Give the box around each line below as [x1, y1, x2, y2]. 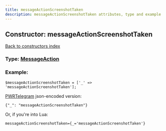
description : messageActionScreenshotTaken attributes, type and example [5, 12, 162, 17]
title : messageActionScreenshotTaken [5, 7, 83, 12]
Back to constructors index [5, 43, 61, 49]
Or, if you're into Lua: [5, 111, 48, 117]
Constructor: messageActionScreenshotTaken [5, 30, 153, 39]
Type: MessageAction [5, 55, 60, 62]
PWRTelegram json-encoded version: [5, 93, 82, 99]
